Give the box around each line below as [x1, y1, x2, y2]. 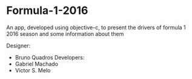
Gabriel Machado [15, 60, 59, 67]
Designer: [6, 42, 31, 49]
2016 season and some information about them [6, 30, 124, 37]
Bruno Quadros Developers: [15, 53, 85, 61]
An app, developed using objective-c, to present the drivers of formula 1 [6, 24, 186, 31]
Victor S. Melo [15, 66, 51, 74]
